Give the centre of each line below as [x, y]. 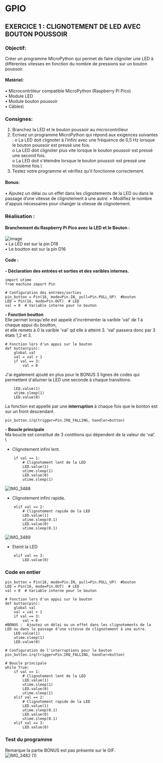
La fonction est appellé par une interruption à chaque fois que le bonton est [81, 406]
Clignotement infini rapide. [39, 498]
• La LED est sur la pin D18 [32, 244]
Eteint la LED [25, 547]
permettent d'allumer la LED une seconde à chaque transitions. [68, 380]
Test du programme [29, 740]
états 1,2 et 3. [18, 335]
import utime [18, 280]
